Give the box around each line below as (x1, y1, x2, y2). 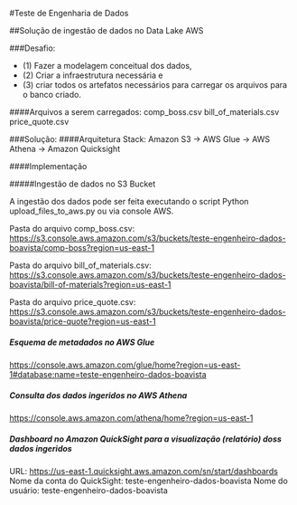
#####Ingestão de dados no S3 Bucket (9, 178, 156, 189)
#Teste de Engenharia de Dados (9, 8, 129, 18)
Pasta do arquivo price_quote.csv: (9, 297, 136, 307)
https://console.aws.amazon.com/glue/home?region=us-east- (9, 359, 241, 370)
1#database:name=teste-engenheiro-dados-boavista (9, 368, 207, 379)
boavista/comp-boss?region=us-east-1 (9, 243, 155, 252)
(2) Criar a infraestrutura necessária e (22, 70, 163, 81)
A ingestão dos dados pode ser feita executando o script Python (9, 196, 249, 206)
